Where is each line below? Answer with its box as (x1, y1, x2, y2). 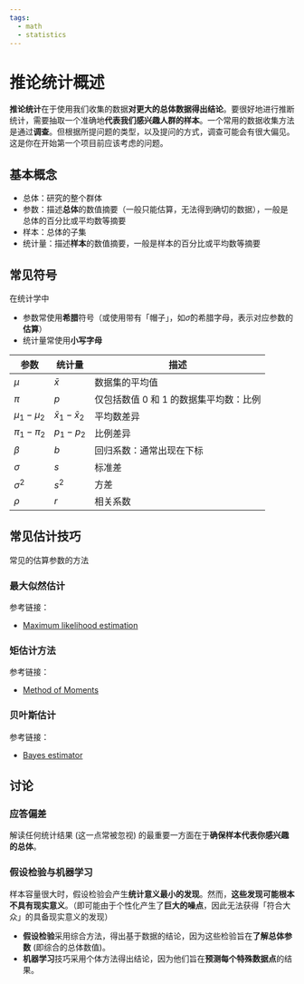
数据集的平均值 (94, 375, 158, 388)
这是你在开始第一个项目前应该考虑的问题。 (9, 138, 168, 149)
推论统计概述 (9, 72, 106, 93)
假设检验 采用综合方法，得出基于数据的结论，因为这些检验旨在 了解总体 (22, 930, 285, 941)
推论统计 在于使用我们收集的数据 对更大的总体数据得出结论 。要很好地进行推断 (9, 103, 295, 114)
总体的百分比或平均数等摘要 (22, 215, 127, 227)
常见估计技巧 (9, 529, 81, 544)
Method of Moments (22, 685, 100, 696)
